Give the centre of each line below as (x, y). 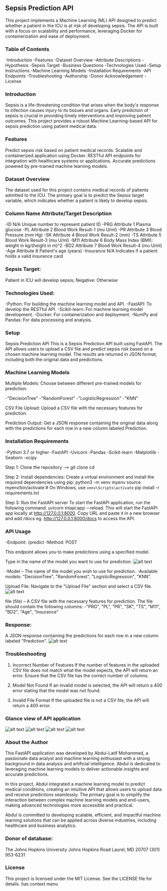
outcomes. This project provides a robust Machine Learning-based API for (82, 121)
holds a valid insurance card (34, 256)
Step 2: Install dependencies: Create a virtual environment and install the (80, 477)
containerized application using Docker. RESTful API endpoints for (73, 155)
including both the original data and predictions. (54, 360)
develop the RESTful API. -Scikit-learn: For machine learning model (74, 309)
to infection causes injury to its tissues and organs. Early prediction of (77, 110)
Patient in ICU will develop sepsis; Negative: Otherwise (62, 280)
